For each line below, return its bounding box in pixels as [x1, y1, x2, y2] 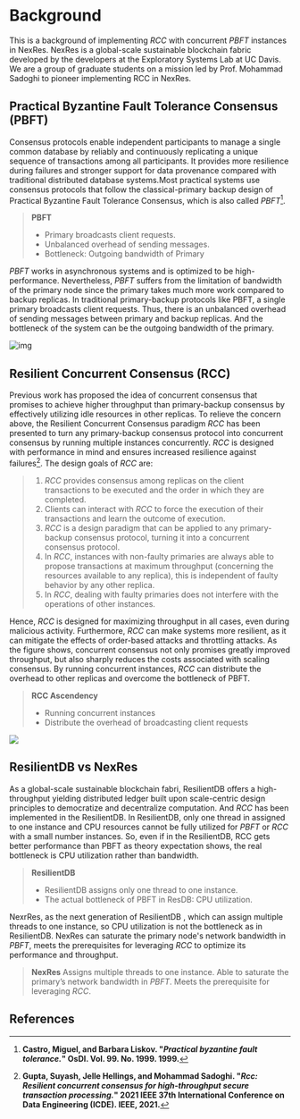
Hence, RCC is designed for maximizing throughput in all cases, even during [9, 616, 290, 627]
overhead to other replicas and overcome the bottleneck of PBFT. [9, 672, 251, 684]
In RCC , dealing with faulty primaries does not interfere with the [44, 589, 279, 600]
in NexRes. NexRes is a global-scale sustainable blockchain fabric [9, 44, 252, 55]
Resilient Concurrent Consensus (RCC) [9, 366, 231, 381]
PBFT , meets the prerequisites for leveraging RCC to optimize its [9, 939, 246, 950]
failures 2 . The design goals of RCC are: [9, 457, 154, 468]
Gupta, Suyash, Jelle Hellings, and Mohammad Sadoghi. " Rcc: [21, 1070, 258, 1081]
